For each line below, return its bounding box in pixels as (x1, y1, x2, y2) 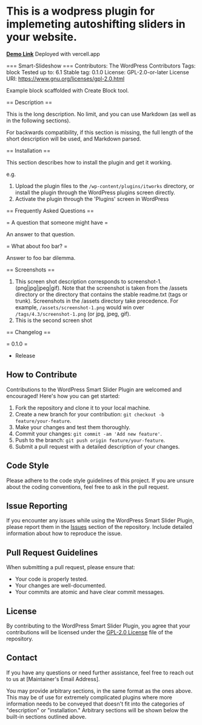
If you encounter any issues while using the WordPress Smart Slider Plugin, (6, 517, 195, 524)
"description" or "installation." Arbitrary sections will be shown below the (6, 706, 189, 713)
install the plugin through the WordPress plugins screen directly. (15, 189, 175, 196)
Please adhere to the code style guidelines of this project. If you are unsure (6, 477, 194, 484)
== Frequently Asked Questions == (6, 207, 94, 214)
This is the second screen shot (15, 317, 92, 324)
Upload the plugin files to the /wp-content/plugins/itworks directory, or (15, 182, 195, 189)
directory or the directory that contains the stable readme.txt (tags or (15, 290, 188, 298)
